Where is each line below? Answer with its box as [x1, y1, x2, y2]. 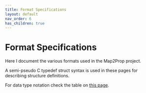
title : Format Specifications [5, 7, 67, 12]
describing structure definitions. [5, 73, 70, 79]
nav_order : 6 [5, 16, 32, 21]
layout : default [5, 12, 38, 17]
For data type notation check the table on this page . [5, 82, 109, 88]
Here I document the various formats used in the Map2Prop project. [5, 58, 142, 64]
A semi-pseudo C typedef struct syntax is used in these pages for [5, 68, 138, 73]
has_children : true [5, 21, 45, 26]
